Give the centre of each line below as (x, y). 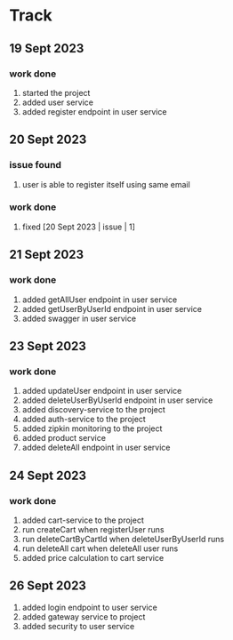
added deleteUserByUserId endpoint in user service (117, 400)
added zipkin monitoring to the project (92, 428)
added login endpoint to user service (89, 607)
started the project (56, 92)
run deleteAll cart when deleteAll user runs (100, 548)
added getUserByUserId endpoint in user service (112, 308)
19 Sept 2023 (47, 48)
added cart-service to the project (83, 520)
